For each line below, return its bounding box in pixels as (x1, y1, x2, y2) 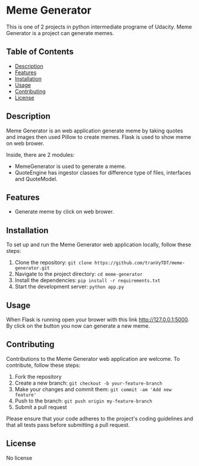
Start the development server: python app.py (14, 283, 125, 290)
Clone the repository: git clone (14, 259, 92, 266)
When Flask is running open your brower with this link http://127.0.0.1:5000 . (6, 316, 189, 323)
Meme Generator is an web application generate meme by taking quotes (6, 127, 183, 134)
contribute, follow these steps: (6, 362, 81, 369)
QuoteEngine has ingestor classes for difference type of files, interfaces (14, 169, 191, 176)
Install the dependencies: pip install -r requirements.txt (14, 277, 160, 284)
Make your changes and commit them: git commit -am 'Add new (14, 385, 172, 392)
